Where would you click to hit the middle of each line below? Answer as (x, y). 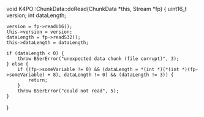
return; (38, 80)
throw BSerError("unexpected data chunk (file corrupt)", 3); (98, 59)
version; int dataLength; (36, 15)
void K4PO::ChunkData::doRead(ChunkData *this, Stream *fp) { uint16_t (96, 9)
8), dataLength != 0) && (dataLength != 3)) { (113, 75)
